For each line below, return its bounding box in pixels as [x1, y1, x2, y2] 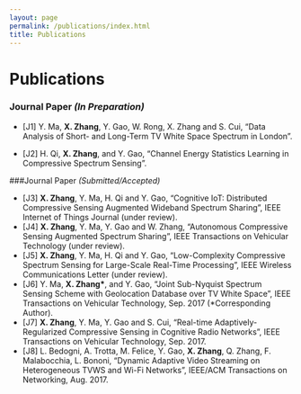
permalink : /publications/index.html [9, 22, 151, 31]
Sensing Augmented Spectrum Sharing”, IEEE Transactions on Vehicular [22, 230, 289, 241]
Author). [22, 307, 54, 318]
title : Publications [9, 30, 87, 39]
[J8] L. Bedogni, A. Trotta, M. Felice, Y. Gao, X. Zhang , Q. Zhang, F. [22, 345, 271, 356]
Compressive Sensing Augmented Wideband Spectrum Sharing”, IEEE [22, 201, 281, 212]
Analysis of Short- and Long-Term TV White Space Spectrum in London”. [22, 130, 293, 141]
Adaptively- [214, 317, 258, 327]
